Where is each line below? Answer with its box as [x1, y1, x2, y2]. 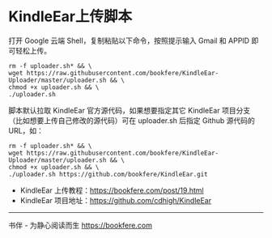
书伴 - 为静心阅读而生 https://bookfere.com [8, 220, 152, 230]
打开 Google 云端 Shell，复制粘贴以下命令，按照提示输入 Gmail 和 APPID [8, 36, 249, 45]
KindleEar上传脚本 [8, 7, 132, 26]
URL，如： [8, 125, 45, 135]
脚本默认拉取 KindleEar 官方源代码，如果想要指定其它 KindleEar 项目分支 [8, 105, 251, 115]
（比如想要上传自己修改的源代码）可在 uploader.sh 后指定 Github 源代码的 [8, 115, 255, 125]
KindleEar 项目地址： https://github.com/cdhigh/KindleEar [19, 195, 212, 205]
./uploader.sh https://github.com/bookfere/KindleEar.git [8, 170, 208, 178]
